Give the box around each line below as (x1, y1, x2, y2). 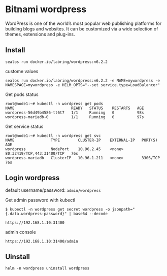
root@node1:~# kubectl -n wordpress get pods (5, 101, 103, 106)
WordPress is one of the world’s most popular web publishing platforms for (5, 20, 162, 26)
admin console (5, 229, 37, 235)
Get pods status (5, 91, 39, 97)
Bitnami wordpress (5, 4, 87, 15)
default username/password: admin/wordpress (5, 187, 101, 193)
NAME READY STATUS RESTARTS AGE (5, 106, 144, 111)
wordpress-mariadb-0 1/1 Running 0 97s (5, 114, 144, 120)
